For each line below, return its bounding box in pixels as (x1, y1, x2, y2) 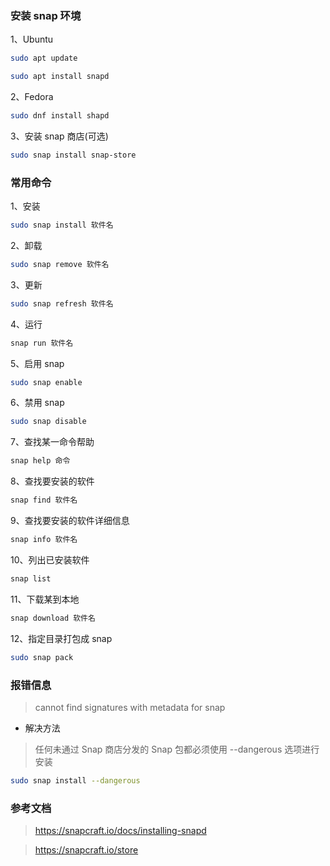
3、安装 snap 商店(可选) (10, 130, 109, 142)
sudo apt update (10, 53, 78, 64)
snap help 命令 (10, 456, 71, 466)
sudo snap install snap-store (10, 150, 137, 160)
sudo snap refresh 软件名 (10, 298, 114, 309)
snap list (10, 573, 52, 584)
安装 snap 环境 (10, 8, 82, 22)
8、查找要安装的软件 (10, 475, 95, 487)
